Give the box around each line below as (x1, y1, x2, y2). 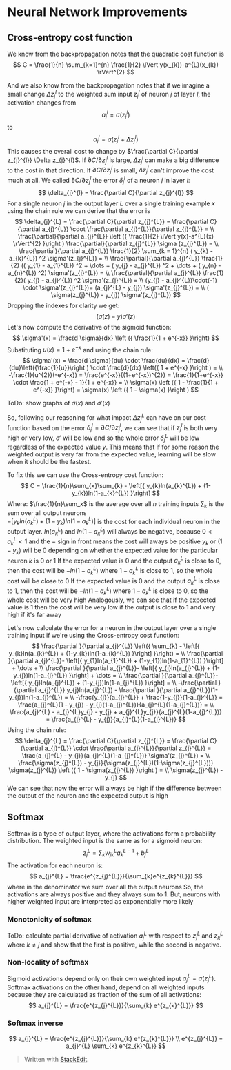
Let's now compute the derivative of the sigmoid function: (7, 323, 172, 331)
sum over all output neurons (7, 508, 87, 517)
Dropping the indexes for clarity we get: (7, 301, 120, 310)
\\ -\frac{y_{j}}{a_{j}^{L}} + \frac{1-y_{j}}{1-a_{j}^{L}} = (70, 693, 223, 701)
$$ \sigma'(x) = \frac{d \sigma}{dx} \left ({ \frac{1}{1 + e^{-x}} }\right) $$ (12, 334, 219, 342)
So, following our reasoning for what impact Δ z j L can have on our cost (7, 412, 206, 423)
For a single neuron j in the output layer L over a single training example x (7, 199, 215, 208)
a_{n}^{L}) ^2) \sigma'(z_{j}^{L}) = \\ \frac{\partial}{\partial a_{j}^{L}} (8, 268, 201, 276)
